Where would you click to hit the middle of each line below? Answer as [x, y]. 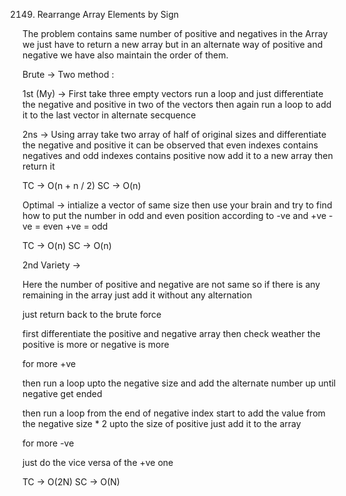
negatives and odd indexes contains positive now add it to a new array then [178, 155]
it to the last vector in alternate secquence [109, 115]
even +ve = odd [75, 226]
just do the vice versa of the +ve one [98, 462]
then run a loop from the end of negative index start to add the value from [174, 413]
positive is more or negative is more [96, 344]
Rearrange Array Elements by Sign [107, 14]
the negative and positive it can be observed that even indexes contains [170, 145]
